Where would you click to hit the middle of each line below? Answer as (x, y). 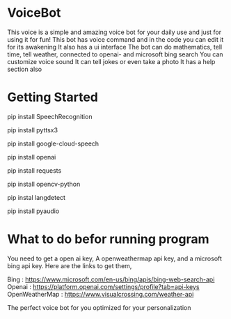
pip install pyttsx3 (32, 130)
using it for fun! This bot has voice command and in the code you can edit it (115, 39)
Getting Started (53, 97)
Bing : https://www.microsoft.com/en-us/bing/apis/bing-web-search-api (111, 279)
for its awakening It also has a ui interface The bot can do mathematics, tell (115, 47)
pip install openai (32, 157)
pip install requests (34, 170)
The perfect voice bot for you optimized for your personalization (99, 307)
